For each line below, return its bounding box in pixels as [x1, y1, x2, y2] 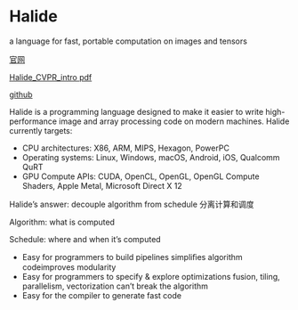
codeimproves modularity [21, 261, 117, 273]
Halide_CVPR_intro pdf [9, 71, 93, 82]
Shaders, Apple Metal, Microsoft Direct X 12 [21, 180, 182, 191]
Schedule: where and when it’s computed [9, 233, 162, 244]
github [9, 89, 33, 100]
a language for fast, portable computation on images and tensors [9, 36, 247, 46]
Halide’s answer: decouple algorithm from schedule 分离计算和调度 [9, 199, 255, 209]
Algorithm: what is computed [9, 216, 116, 227]
